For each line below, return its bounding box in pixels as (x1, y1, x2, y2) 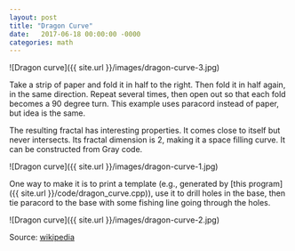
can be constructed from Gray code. (9, 144, 143, 155)
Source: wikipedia (9, 232, 76, 243)
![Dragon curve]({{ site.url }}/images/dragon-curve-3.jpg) (9, 62, 220, 73)
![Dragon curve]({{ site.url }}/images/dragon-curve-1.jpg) (9, 161, 219, 172)
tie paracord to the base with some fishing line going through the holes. (9, 198, 271, 208)
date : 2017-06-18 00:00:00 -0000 (9, 29, 141, 38)
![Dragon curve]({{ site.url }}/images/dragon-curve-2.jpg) (9, 215, 220, 225)
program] (248, 179, 283, 190)
